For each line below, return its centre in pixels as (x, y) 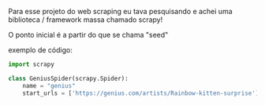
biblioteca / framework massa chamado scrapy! (86, 20)
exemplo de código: (40, 50)
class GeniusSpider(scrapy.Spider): (68, 78)
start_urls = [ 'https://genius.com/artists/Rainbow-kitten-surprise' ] (141, 93)
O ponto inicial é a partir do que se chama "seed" (88, 35)
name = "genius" (49, 85)
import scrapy (32, 64)
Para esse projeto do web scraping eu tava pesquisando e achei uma (120, 11)
